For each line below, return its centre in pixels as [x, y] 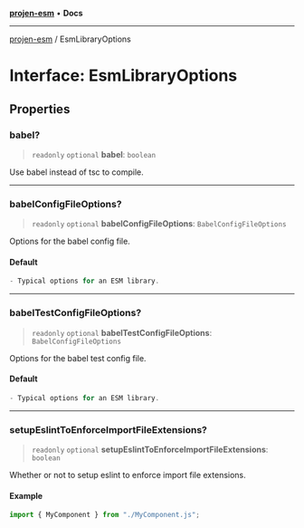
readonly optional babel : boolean [94, 154]
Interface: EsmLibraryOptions [123, 76]
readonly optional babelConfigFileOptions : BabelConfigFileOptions [159, 224]
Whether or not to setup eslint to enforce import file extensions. [128, 475]
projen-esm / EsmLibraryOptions [70, 39]
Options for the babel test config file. [78, 358]
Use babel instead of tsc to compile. [76, 172]
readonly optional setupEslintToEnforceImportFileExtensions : [150, 449]
